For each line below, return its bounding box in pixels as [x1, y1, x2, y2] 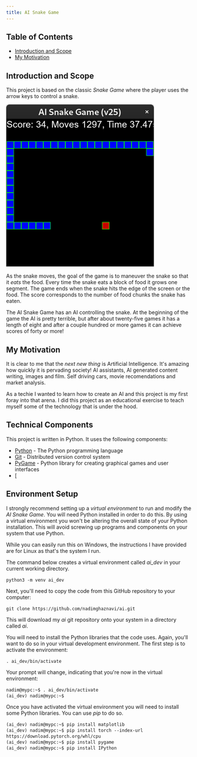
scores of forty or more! [6, 328, 64, 335]
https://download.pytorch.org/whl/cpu [6, 733, 101, 739]
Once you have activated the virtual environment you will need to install [6, 703, 179, 710]
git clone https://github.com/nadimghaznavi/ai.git [6, 606, 135, 612]
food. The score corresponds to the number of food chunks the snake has [6, 291, 186, 298]
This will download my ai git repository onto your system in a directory [6, 616, 176, 623]
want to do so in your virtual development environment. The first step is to [6, 640, 185, 647]
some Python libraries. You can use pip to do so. [6, 709, 123, 716]
